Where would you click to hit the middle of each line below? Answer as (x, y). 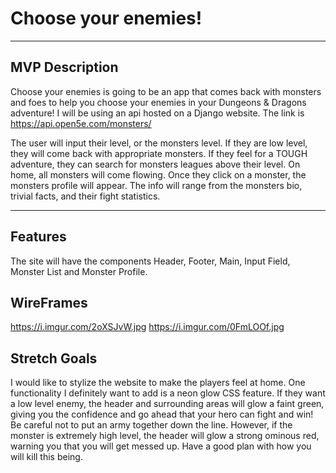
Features (38, 237)
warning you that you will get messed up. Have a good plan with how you (161, 446)
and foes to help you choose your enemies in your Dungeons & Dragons (158, 102)
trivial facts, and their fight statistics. (85, 196)
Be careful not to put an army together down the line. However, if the (151, 425)
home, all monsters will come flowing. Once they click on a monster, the (158, 174)
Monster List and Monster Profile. (79, 271)
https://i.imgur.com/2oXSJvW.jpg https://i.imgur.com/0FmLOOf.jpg (147, 327)
